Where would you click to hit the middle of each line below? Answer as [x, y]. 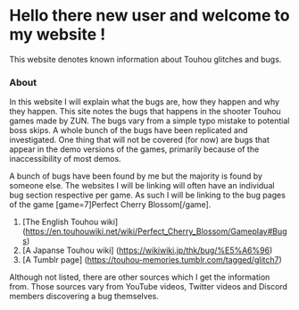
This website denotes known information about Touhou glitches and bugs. [145, 59]
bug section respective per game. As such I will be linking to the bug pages [147, 195]
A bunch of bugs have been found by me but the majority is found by [136, 176]
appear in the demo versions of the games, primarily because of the [134, 149]
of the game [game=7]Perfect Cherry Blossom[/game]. [110, 205]
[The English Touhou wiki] [70, 222]
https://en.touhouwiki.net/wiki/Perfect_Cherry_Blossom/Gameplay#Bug [156, 231]
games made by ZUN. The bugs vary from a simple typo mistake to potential [149, 121]
